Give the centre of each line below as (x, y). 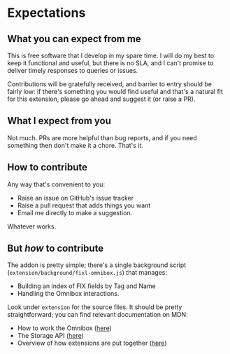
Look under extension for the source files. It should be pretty (95, 307)
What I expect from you (59, 121)
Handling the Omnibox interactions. (68, 294)
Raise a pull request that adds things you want (84, 205)
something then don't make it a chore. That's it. (75, 145)
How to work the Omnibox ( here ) (64, 328)
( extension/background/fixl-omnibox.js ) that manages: (87, 273)
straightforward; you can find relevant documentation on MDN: (98, 315)
